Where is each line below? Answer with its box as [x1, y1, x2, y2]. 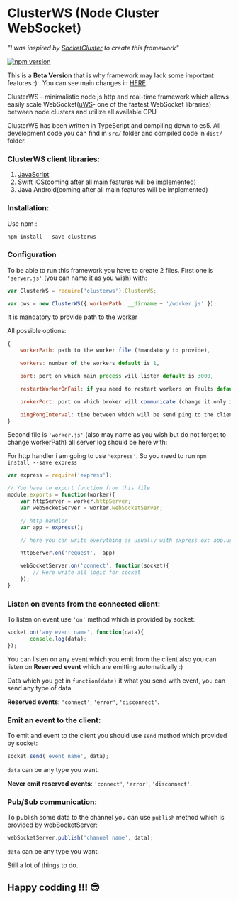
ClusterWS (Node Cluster [7, 5, 159, 21]
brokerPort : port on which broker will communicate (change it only [20, 398, 227, 406]
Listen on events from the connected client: [7, 599, 161, 609]
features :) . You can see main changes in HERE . [7, 78, 148, 87]
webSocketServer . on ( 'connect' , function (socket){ [20, 563, 170, 570]
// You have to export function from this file [7, 484, 151, 492]
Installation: [7, 203, 50, 213]
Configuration [7, 250, 57, 260]
